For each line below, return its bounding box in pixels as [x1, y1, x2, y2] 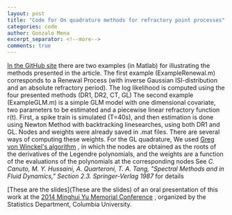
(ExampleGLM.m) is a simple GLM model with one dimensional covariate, [7, 98, 216, 106]
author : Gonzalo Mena [7, 29, 70, 37]
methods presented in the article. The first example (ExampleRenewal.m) [7, 69, 216, 77]
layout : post [7, 10, 45, 17]
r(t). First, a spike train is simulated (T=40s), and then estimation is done [7, 113, 214, 121]
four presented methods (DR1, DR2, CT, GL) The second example [7, 91, 194, 99]
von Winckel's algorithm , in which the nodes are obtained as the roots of [7, 143, 217, 150]
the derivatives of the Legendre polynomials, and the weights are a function [7, 150, 224, 158]
